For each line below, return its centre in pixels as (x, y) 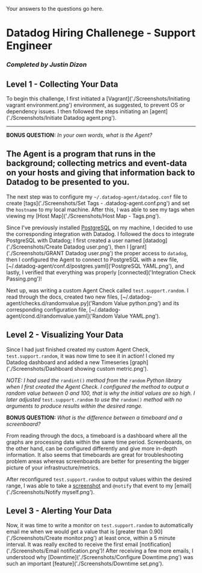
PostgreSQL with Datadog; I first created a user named (74, 240)
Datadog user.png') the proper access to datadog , (127, 253)
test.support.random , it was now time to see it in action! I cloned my (90, 356)
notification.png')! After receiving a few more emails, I (127, 551)
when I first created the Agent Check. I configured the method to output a (97, 386)
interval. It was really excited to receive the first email (72, 545)
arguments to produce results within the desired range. (75, 406)
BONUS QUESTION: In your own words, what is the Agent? (79, 135)
